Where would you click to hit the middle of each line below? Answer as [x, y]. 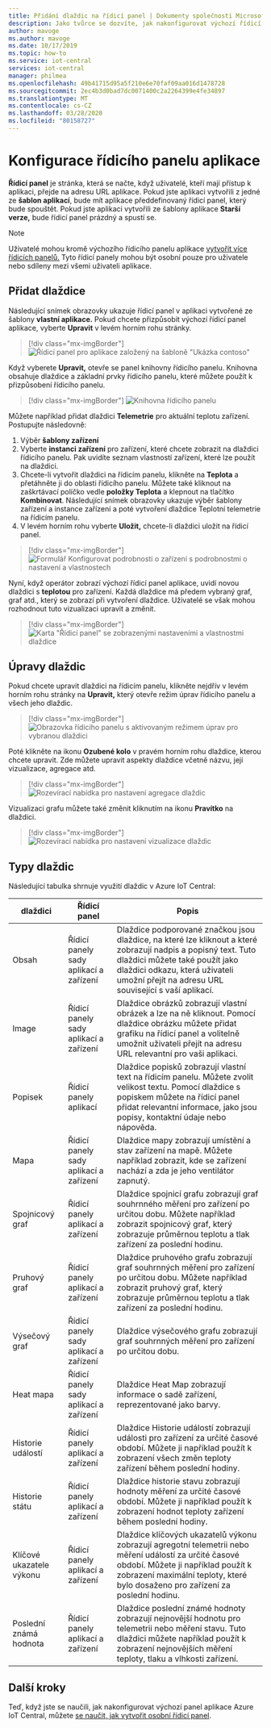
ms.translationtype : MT [48, 98]
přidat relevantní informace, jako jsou [187, 1108]
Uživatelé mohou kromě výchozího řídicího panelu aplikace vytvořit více [128, 248]
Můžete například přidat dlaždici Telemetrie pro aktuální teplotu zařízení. [129, 415]
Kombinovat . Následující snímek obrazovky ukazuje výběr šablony [131, 500]
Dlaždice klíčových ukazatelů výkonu [187, 1535]
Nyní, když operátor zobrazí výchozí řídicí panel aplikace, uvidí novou [124, 582]
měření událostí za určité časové [178, 1555]
